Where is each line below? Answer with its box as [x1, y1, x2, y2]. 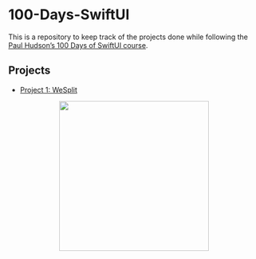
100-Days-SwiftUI [8, 6, 130, 24]
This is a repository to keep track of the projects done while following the [8, 32, 249, 42]
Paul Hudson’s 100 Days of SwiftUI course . [8, 40, 148, 50]
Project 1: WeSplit [19, 85, 78, 94]
